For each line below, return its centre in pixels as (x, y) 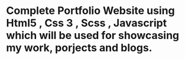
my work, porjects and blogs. (79, 48)
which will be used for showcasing (93, 36)
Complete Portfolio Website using (91, 11)
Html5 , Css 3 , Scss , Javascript (87, 23)
